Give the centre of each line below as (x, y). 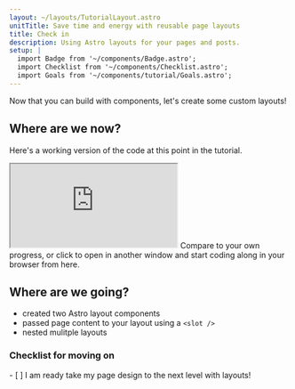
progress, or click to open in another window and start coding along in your (147, 255)
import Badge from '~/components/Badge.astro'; (107, 59)
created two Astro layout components (91, 313)
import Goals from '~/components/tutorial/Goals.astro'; (125, 76)
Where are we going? (69, 292)
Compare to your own (220, 245)
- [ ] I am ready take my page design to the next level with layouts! (130, 375)
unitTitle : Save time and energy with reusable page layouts (125, 26)
